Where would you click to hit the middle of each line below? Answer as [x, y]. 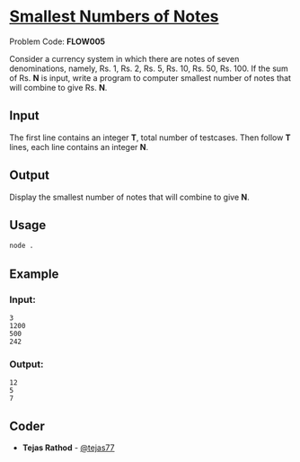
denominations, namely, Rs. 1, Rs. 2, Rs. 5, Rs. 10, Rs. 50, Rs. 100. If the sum [149, 68]
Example [34, 274]
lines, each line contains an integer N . [79, 147]
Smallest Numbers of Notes [114, 17]
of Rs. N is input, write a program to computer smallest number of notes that [150, 77]
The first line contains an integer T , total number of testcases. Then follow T [150, 138]
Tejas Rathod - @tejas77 [68, 448]
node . [22, 246]
